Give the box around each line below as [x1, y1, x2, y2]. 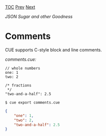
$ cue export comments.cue [5, 100, 60, 105]
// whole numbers [5, 66, 41, 70]
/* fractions [5, 83, 32, 88]
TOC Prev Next [5, 4, 36, 10]
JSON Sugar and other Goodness [5, 14, 73, 19]
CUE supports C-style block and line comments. [5, 46, 102, 53]
